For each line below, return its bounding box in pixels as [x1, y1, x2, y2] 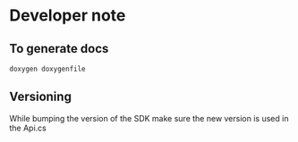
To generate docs [9, 41, 109, 56]
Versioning [9, 89, 72, 104]
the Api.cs [9, 122, 47, 133]
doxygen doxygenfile [9, 64, 87, 73]
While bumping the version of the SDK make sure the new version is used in [9, 113, 289, 123]
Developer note [9, 5, 126, 26]
